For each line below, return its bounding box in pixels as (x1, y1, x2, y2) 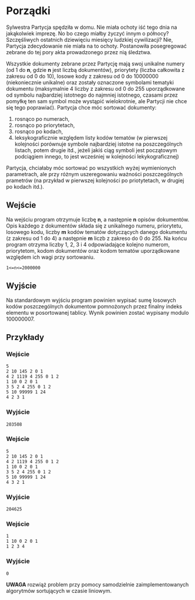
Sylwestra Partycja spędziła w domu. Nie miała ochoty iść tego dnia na (6, 24, 177, 31)
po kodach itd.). (6, 183, 44, 190)
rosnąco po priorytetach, (14, 121, 75, 128)
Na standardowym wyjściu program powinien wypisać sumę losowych (6, 296, 176, 304)
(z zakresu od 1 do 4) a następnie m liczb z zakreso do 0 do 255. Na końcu (6, 235, 187, 242)
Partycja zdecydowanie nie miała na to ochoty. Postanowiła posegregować (6, 42, 187, 50)
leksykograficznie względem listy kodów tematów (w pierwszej (14, 134, 168, 141)
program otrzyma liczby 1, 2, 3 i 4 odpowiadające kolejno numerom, (6, 240, 170, 248)
